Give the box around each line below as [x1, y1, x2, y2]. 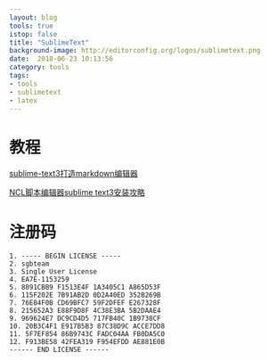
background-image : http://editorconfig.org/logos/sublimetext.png [9, 46, 261, 55]
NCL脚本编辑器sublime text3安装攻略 [9, 187, 145, 198]
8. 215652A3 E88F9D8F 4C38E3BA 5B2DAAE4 [9, 307, 162, 316]
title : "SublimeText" [9, 37, 90, 47]
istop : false [9, 29, 58, 38]
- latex [9, 95, 38, 105]
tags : [9, 71, 29, 80]
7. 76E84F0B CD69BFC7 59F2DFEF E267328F [9, 299, 162, 308]
